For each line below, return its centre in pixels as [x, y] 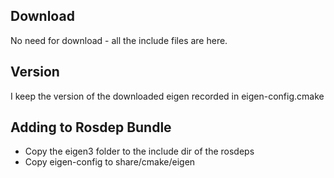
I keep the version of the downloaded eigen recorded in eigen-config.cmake [167, 96]
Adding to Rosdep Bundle [91, 127]
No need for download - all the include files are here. [119, 40]
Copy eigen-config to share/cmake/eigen [110, 162]
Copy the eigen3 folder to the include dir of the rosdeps [139, 151]
